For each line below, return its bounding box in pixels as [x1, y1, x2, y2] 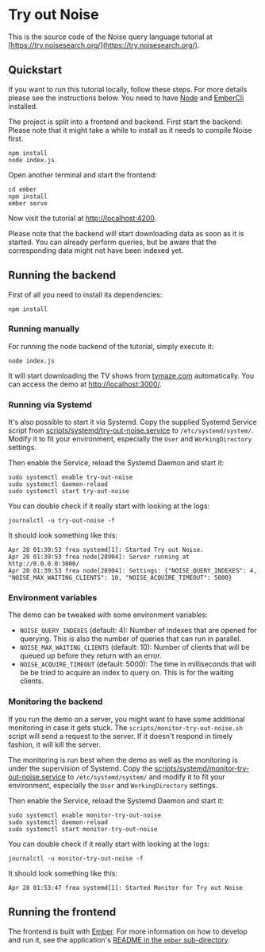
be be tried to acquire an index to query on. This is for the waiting [19, 668, 234, 678]
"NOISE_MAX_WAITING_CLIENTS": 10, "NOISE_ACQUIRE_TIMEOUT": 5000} [8, 574, 232, 582]
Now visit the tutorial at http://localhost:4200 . [8, 213, 157, 223]
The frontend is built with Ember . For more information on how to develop [8, 927, 248, 936]
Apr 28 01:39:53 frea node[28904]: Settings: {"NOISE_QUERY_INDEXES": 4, [8, 567, 258, 575]
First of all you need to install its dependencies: [8, 289, 163, 299]
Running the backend [8, 269, 117, 282]
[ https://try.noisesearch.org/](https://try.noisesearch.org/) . [8, 40, 200, 49]
